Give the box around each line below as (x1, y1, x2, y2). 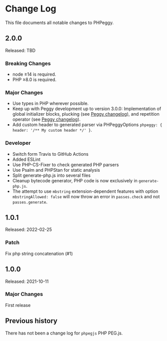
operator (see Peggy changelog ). (12, 116, 81, 123)
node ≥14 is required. (12, 71, 56, 78)
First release (5, 302, 31, 308)
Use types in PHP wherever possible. (12, 101, 89, 107)
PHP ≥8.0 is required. (12, 77, 57, 83)
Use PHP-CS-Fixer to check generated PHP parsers (12, 161, 119, 168)
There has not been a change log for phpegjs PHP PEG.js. (5, 330, 123, 336)
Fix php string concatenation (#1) (5, 250, 73, 256)
